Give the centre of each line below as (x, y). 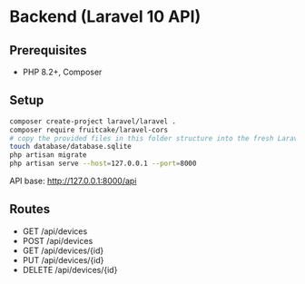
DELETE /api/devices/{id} (70, 269)
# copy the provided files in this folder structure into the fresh (142, 138)
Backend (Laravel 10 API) (105, 17)
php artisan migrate (49, 155)
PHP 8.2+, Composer (62, 72)
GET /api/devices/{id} (63, 250)
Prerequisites (48, 50)
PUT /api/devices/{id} (63, 260)
